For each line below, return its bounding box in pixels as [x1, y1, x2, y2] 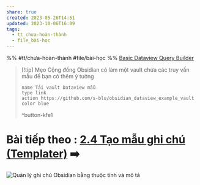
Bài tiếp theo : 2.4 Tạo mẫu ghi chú [6, 133, 185, 147]
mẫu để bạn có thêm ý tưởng [21, 73, 94, 80]
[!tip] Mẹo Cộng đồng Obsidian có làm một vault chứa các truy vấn [21, 66, 190, 74]
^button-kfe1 [21, 111, 53, 118]
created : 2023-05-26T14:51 [6, 15, 75, 21]
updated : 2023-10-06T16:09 [6, 20, 75, 26]
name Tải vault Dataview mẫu [21, 85, 96, 91]
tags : [6, 26, 20, 32]
